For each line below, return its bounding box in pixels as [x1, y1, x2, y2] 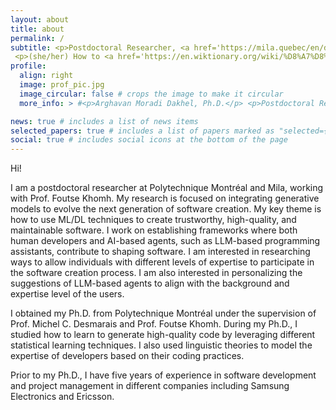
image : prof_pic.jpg [19, 80, 105, 90]
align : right [19, 71, 74, 81]
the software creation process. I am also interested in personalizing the [10, 267, 303, 279]
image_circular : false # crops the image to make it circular [19, 89, 284, 99]
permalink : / [10, 33, 65, 43]
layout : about [10, 14, 70, 25]
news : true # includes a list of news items [10, 116, 199, 126]
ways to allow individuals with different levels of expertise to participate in [10, 256, 315, 268]
